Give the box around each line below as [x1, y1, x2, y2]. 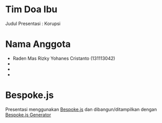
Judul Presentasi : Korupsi [5, 20, 60, 27]
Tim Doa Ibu [5, 4, 57, 15]
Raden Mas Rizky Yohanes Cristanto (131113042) [12, 55, 115, 61]
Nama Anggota [5, 38, 71, 50]
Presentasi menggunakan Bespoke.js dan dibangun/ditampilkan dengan [5, 106, 157, 112]
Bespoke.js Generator [5, 111, 51, 118]
